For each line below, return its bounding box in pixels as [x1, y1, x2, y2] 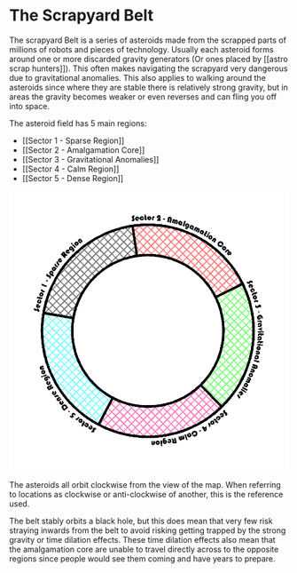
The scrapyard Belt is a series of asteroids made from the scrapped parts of [9, 35, 286, 45]
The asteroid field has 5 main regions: [9, 117, 147, 129]
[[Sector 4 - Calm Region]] [21, 163, 120, 174]
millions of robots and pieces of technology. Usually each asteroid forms [9, 44, 274, 54]
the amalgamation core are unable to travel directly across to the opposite [9, 544, 279, 554]
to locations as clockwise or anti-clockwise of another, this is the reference [9, 489, 284, 499]
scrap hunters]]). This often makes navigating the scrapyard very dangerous [9, 63, 288, 74]
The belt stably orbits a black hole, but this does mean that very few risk [9, 515, 273, 526]
